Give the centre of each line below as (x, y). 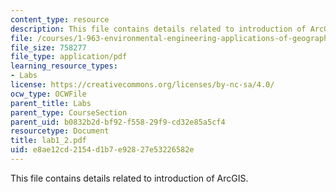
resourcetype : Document (60, 131)
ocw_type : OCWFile (48, 94)
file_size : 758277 (48, 47)
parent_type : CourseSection (69, 112)
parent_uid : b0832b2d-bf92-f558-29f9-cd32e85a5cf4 (118, 122)
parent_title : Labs (51, 103)
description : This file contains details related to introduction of (158, 29)
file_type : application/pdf (69, 57)
